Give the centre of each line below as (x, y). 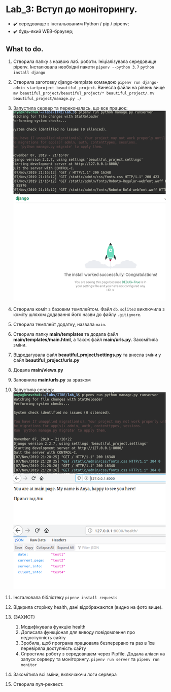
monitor (29, 665)
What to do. (25, 49)
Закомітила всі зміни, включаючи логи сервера (65, 674)
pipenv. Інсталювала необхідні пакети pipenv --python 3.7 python (83, 66)
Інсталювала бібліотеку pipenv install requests (65, 597)
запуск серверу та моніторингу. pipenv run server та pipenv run (90, 659)
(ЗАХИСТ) (24, 617)
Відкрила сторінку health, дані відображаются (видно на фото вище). (88, 607)
